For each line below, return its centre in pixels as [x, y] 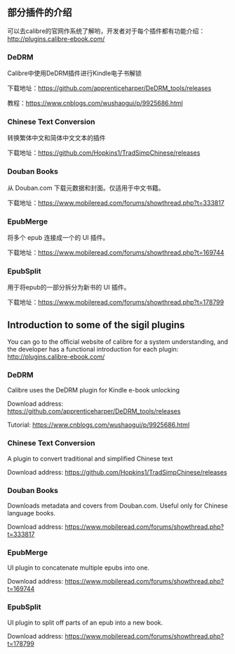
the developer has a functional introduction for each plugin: [93, 350]
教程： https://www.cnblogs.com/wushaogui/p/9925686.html [95, 103]
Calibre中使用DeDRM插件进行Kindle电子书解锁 [75, 73]
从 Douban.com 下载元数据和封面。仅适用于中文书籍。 [86, 188]
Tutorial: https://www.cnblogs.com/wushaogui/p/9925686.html [99, 425]
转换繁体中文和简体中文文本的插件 [56, 138]
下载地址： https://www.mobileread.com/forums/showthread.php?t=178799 [116, 302]
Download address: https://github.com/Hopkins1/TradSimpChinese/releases [117, 472]
